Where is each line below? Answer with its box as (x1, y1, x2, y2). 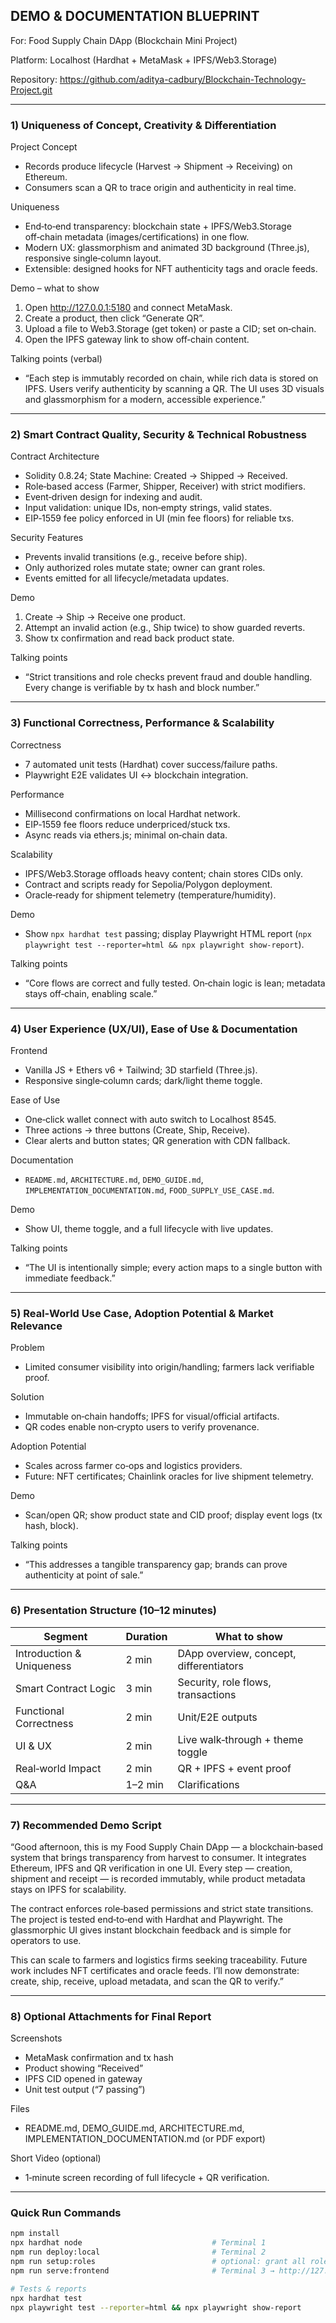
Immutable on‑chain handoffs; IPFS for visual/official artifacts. (24, 1410, 280, 1423)
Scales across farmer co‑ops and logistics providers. (24, 1460, 243, 1472)
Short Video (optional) (10, 2152, 102, 2164)
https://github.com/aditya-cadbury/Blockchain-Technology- (59, 73, 307, 85)
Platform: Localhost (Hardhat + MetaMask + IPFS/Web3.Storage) (10, 54, 278, 66)
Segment (43, 1629, 88, 1643)
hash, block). (24, 1520, 79, 1532)
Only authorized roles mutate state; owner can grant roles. (24, 562, 266, 574)
